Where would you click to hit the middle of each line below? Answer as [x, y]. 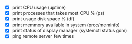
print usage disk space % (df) [43, 19]
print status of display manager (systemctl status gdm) [70, 31]
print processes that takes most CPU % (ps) [58, 13]
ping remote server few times [43, 36]
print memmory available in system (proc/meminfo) [66, 25]
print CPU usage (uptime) [39, 7]
